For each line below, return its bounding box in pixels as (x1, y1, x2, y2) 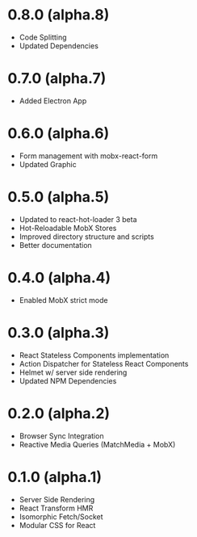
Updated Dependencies (19, 40, 98, 50)
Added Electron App (19, 95, 87, 106)
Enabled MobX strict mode (19, 295, 108, 304)
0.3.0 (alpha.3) (7, 323, 110, 342)
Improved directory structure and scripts (19, 232, 154, 241)
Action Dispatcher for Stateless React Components (19, 359, 189, 368)
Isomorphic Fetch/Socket (19, 511, 103, 522)
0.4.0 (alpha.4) (7, 268, 111, 287)
